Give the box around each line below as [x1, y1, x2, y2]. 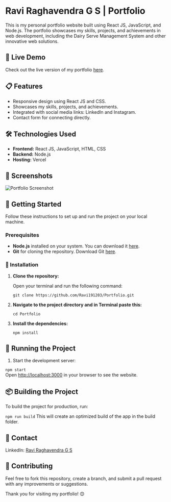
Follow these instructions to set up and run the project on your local [5, 213, 148, 219]
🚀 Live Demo [5, 53, 46, 62]
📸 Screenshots [5, 171, 53, 180]
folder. [5, 419, 19, 425]
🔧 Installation [5, 261, 39, 268]
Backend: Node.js [12, 151, 51, 158]
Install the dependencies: [12, 320, 68, 327]
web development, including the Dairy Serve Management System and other [5, 33, 166, 39]
